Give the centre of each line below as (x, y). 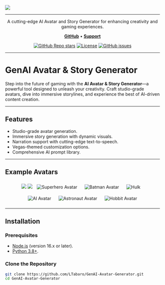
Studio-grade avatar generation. (45, 131)
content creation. (22, 99)
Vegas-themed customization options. (51, 147)
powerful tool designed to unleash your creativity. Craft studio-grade (75, 89)
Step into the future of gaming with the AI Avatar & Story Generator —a (77, 83)
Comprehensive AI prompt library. (46, 152)
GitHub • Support (82, 36)
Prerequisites (21, 235)
